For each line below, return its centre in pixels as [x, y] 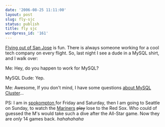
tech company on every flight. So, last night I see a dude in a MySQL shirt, [82, 53]
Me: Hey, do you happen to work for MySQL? [52, 68]
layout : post [19, 15]
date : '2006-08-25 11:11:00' [36, 10]
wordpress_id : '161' [27, 33]
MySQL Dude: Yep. [25, 78]
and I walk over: [22, 58]
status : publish [22, 24]
